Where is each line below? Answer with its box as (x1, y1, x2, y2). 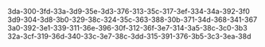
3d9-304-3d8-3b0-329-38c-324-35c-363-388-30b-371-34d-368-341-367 (7, 15, 258, 24)
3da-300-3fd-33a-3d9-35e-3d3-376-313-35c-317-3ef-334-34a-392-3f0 (7, 7, 250, 16)
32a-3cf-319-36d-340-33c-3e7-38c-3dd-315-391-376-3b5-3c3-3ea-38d (7, 31, 251, 41)
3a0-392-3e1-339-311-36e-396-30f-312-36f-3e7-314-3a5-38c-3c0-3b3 (7, 23, 247, 32)
